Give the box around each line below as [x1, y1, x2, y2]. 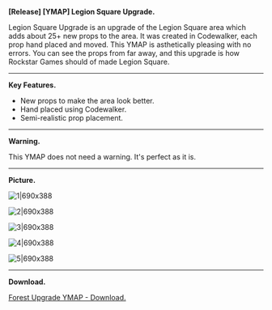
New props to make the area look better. [19, 96, 155, 105]
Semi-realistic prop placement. [19, 113, 124, 122]
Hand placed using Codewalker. [19, 104, 127, 114]
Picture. [8, 176, 36, 185]
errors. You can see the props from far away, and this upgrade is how [8, 49, 240, 57]
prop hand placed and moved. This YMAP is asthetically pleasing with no [8, 40, 252, 49]
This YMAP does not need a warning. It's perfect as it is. [8, 152, 197, 161]
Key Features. [8, 80, 57, 90]
